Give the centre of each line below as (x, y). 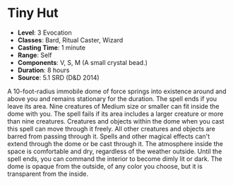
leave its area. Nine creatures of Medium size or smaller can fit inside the (113, 106)
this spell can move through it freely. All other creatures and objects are (111, 129)
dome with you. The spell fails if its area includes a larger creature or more (115, 114)
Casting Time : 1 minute (52, 47)
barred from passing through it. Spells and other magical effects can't (109, 136)
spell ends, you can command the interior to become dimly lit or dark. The (115, 159)
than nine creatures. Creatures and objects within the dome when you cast (116, 121)
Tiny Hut (33, 13)
